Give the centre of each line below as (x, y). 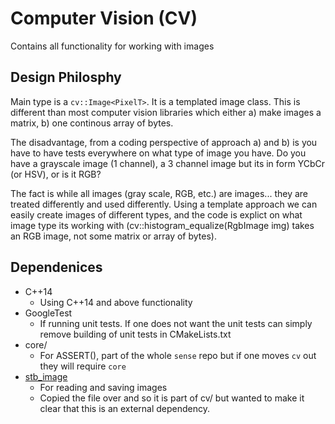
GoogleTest (48, 313)
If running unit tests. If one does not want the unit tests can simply (176, 323)
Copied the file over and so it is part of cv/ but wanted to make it (172, 398)
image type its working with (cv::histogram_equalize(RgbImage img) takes (162, 225)
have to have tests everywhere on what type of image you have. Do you (158, 153)
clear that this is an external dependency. (125, 408)
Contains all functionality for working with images (112, 46)
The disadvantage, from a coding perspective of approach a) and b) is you (164, 142)
